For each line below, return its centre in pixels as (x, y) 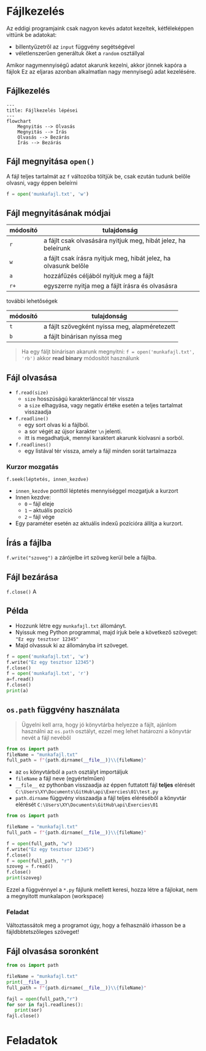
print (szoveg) (25, 878)
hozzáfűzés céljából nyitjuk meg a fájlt (99, 276)
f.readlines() (33, 445)
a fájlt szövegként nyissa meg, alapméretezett (110, 326)
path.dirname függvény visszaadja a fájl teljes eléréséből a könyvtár (101, 798)
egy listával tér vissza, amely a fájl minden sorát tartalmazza (100, 451)
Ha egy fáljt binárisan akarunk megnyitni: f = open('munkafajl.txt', (108, 352)
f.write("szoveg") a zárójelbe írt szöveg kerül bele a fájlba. (82, 558)
